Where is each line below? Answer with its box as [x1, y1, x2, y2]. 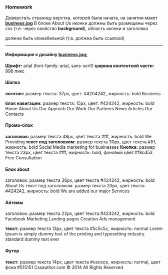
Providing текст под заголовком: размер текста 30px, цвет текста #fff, [5, 139, 156, 145]
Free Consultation [5, 154, 42, 161]
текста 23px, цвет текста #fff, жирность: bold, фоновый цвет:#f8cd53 [5, 149, 153, 155]
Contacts [5, 111, 24, 117]
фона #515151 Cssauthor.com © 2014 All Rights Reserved [5, 264, 123, 270]
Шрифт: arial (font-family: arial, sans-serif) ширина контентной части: [5, 63, 154, 69]
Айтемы [5, 199, 23, 205]
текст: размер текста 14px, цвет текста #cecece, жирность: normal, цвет [5, 259, 161, 265]
